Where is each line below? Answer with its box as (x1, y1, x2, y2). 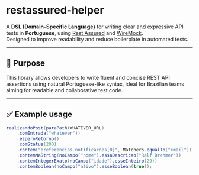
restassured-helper (6, 4, 105, 17)
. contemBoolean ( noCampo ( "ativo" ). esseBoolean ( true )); (17, 163, 152, 169)
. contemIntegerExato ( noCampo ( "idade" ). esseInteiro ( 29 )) (17, 158, 158, 164)
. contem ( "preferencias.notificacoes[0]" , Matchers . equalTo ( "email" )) (17, 147, 192, 153)
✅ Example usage (6, 109, 73, 119)
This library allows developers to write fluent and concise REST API (6, 74, 170, 81)
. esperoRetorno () (17, 136, 60, 142)
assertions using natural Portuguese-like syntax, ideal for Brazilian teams (6, 80, 185, 87)
